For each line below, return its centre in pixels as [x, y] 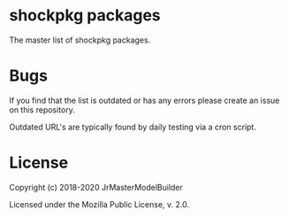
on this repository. [42, 109]
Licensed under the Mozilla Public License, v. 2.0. [99, 204]
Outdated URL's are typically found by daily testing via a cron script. [133, 127]
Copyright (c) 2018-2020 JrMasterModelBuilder [96, 187]
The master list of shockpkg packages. [80, 40]
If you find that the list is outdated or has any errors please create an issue [144, 100]
